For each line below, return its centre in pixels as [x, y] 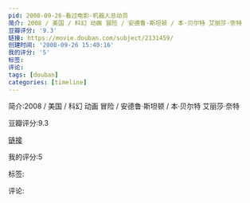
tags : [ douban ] [33, 75]
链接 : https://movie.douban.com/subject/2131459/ [91, 38]
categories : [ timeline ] [48, 82]
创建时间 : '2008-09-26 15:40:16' [61, 45]
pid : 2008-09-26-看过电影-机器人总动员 [68, 16]
